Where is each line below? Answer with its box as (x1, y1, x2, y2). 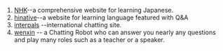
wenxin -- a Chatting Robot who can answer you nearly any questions (13, 28, 216, 36)
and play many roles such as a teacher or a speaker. (13, 36, 165, 44)
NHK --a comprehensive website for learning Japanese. (13, 6, 174, 14)
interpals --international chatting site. (13, 21, 122, 29)
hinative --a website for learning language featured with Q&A (13, 13, 189, 22)
